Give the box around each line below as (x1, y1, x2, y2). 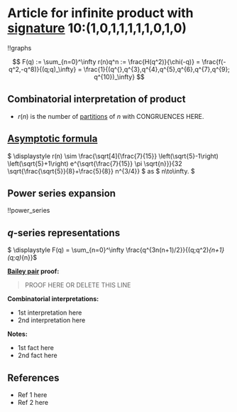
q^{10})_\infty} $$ (93, 73, 145, 81)
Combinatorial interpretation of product (7, 93, 186, 105)
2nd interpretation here (17, 316, 86, 324)
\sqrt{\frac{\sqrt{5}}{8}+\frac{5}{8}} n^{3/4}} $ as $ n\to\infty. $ (7, 167, 195, 175)
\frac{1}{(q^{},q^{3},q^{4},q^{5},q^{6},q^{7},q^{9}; (83, 65, 231, 73)
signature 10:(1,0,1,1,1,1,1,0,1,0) (7, 20, 187, 36)
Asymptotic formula (7, 133, 98, 145)
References (7, 371, 60, 384)
